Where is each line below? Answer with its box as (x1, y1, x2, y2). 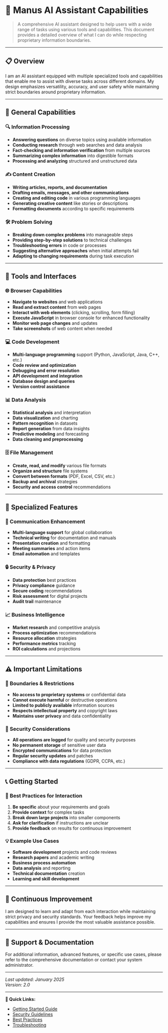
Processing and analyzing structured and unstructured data (12, 158, 137, 164)
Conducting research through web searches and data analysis (12, 142, 142, 148)
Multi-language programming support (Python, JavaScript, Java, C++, (12, 351, 160, 358)
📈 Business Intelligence (5, 611, 65, 618)
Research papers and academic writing (12, 854, 94, 860)
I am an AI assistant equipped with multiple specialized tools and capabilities (5, 73, 163, 79)
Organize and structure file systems (12, 468, 88, 474)
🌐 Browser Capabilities (5, 287, 62, 294)
